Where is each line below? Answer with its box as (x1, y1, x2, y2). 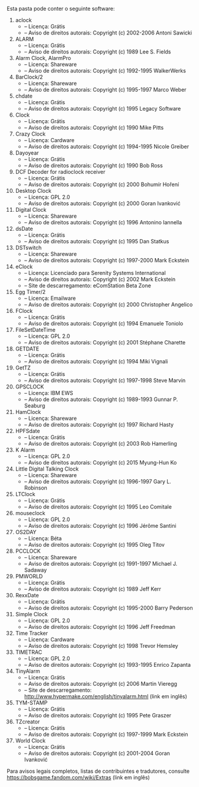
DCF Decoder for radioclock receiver (15, 168, 105, 175)
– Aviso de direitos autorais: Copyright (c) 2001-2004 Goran (24, 750, 171, 757)
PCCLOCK (15, 547, 41, 554)
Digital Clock (15, 206, 47, 213)
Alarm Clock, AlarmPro (15, 55, 72, 61)
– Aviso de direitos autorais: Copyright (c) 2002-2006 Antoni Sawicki (24, 29, 192, 36)
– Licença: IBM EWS (24, 390, 73, 396)
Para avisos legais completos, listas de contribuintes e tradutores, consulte (7, 767, 190, 775)
